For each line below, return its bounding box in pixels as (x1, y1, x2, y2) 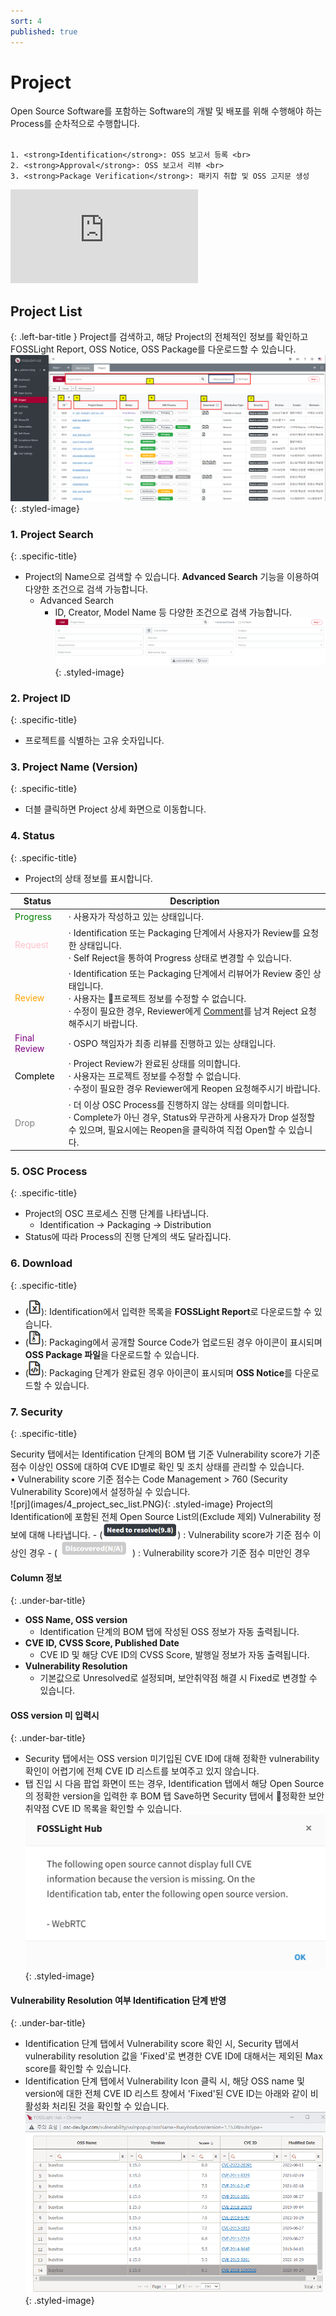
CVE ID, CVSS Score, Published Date (24, 1637, 180, 1649)
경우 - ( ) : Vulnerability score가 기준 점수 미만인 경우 (28, 1547, 311, 1559)
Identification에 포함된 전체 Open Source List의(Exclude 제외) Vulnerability (10, 1511, 311, 1523)
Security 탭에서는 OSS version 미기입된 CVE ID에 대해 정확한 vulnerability (24, 1753, 320, 1765)
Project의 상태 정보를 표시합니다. (24, 872, 153, 884)
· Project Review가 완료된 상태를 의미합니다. (68, 1058, 241, 1070)
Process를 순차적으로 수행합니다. (10, 118, 140, 130)
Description (169, 895, 220, 907)
